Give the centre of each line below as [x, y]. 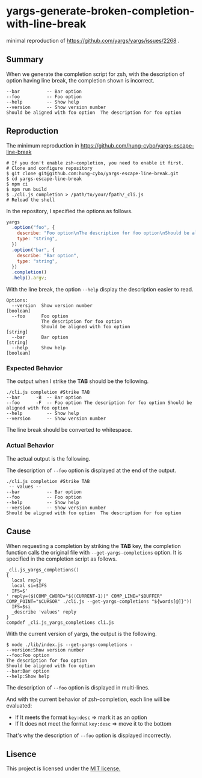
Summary [25, 59]
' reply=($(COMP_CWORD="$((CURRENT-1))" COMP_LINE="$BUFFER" [84, 596]
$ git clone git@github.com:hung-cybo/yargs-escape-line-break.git [93, 173]
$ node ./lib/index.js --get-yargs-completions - [70, 645]
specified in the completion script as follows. [62, 559]
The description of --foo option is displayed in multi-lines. [78, 687]
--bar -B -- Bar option [44, 398]
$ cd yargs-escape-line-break [44, 179]
